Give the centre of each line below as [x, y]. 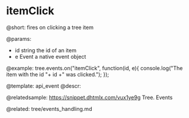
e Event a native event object [50, 56]
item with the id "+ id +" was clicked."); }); [58, 74]
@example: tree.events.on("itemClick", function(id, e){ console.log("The [94, 68]
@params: [19, 39]
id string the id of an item [45, 50]
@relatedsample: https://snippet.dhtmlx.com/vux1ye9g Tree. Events [89, 97]
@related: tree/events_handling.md [49, 109]
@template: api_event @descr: [44, 86]
